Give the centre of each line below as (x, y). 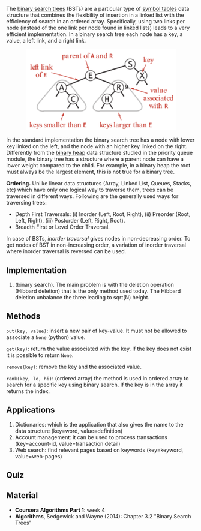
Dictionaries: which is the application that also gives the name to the (99, 424)
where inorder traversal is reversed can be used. (66, 251)
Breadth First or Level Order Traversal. (62, 227)
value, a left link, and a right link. (46, 40)
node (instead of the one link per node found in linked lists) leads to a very (98, 28)
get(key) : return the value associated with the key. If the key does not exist (99, 349)
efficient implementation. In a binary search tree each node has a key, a (94, 34)
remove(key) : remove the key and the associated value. (74, 367)
